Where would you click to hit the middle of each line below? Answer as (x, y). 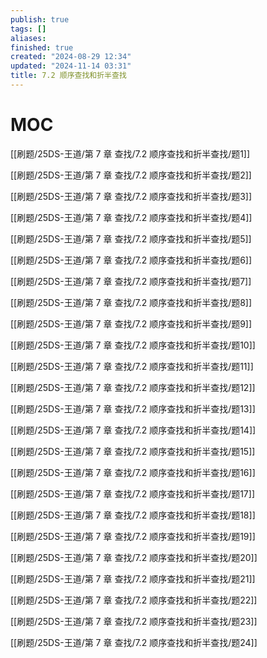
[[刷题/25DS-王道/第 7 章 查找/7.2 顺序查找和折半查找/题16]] (133, 472)
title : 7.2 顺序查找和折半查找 (68, 76)
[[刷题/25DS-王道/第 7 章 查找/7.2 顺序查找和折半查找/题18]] (133, 515)
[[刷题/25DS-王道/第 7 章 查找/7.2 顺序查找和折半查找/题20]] (134, 557)
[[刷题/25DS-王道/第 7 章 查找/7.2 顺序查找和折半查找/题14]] (133, 430)
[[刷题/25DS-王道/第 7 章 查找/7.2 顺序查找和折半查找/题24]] (134, 642)
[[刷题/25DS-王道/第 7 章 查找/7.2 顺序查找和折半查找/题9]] (131, 323)
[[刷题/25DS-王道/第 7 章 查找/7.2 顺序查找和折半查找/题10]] (133, 345)
